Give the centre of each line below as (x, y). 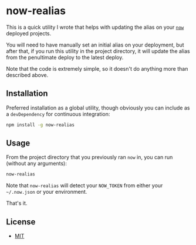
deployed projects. (29, 33)
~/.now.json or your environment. (47, 192)
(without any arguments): (37, 164)
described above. (27, 75)
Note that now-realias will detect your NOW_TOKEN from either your (85, 186)
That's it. (17, 203)
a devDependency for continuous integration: (58, 114)
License (21, 222)
